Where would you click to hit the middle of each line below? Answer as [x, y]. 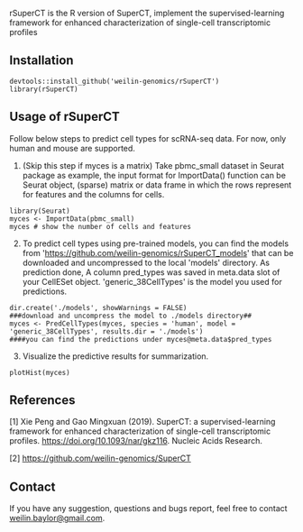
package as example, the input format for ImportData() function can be [154, 175]
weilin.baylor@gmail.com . [57, 518]
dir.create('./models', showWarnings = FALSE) [98, 307]
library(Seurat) [40, 211]
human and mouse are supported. [72, 148]
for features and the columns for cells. [93, 194]
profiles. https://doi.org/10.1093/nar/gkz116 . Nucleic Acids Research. [136, 441]
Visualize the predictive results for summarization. [115, 356]
